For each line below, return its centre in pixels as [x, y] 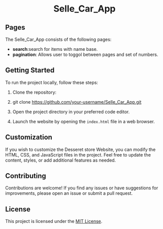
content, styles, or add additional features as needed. [61, 160]
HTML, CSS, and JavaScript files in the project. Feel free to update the [78, 155]
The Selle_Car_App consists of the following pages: [58, 39]
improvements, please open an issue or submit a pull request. [69, 193]
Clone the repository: [34, 92]
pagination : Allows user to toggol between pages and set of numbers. [85, 54]
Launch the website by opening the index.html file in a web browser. [84, 121]
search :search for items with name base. [55, 49]
